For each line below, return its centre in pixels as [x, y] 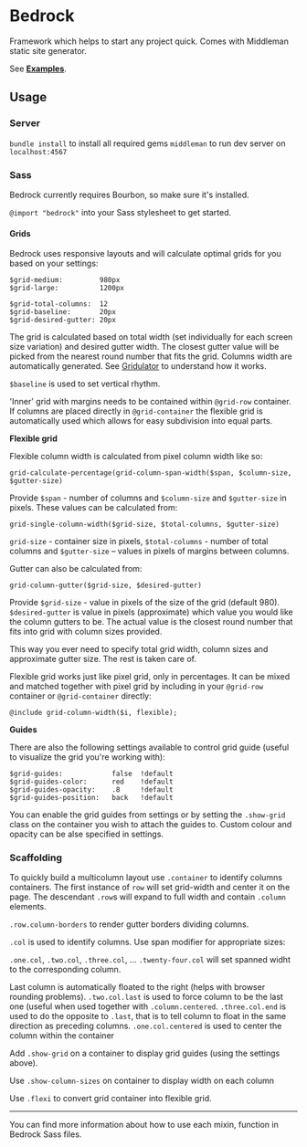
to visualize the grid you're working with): [88, 757]
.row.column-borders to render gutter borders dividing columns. [129, 924]
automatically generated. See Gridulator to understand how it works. [138, 366]
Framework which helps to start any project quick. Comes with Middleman [149, 41]
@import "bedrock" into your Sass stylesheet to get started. [120, 212]
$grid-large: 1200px [67, 289]
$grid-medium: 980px [65, 280]
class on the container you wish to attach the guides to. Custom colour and [151, 825]
